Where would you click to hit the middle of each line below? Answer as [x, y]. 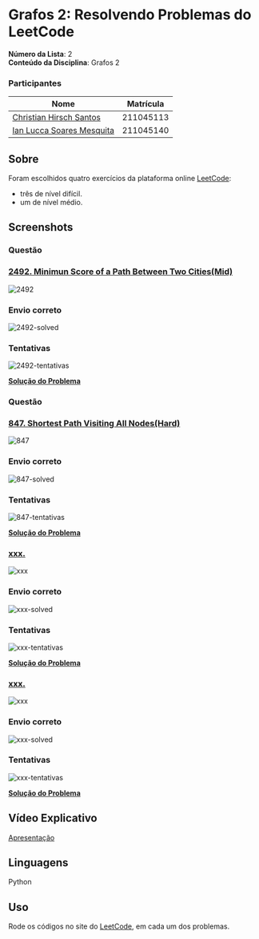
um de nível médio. [51, 203]
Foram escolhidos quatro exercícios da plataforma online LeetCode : [120, 179]
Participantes [35, 83]
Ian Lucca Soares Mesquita [63, 131]
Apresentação [32, 837]
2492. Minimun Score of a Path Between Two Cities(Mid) [121, 272]
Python [20, 882]
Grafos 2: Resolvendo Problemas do [130, 15]
